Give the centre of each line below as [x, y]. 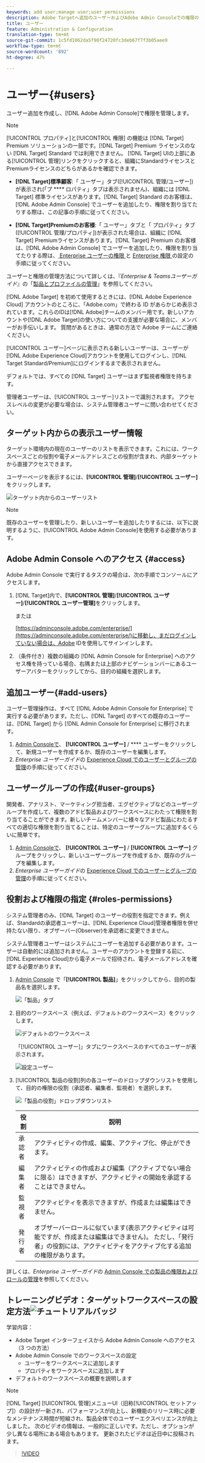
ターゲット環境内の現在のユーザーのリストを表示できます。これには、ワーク [102, 449]
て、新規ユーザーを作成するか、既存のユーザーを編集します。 [92, 752]
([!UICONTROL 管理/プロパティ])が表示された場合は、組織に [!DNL [99, 232]
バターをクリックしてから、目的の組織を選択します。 [97, 671]
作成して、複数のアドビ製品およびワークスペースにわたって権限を [110, 812]
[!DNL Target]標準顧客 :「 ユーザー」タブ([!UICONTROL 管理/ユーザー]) [104, 181]
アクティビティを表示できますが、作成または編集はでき [113, 1202]
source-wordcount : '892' [38, 52]
